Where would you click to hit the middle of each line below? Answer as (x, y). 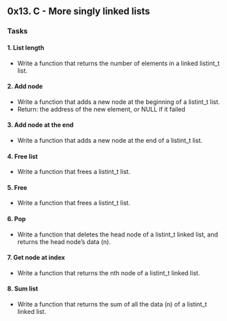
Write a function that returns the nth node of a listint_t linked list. (109, 272)
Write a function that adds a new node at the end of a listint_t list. (110, 140)
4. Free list (22, 156)
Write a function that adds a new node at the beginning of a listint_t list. (118, 102)
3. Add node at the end (40, 125)
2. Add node (25, 87)
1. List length (26, 47)
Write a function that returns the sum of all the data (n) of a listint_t (112, 304)
